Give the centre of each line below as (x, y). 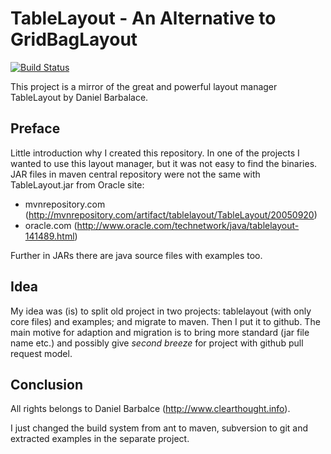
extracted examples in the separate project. (100, 439)
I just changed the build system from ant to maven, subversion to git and (159, 428)
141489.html (49, 236)
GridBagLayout (74, 39)
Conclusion (47, 384)
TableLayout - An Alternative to (143, 18)
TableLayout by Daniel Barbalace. (79, 97)
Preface (35, 128)
